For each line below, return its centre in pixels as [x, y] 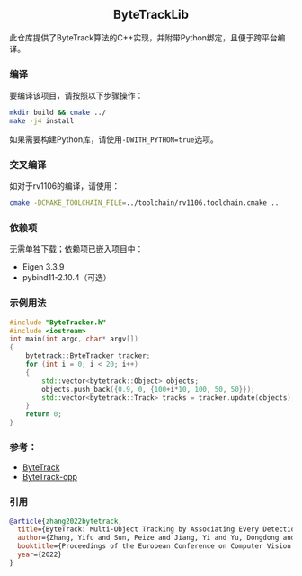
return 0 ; [44, 414]
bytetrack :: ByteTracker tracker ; [88, 356]
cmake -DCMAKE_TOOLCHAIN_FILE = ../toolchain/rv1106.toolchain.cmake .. [144, 203]
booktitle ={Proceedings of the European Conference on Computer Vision [155, 546]
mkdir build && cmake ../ [58, 113]
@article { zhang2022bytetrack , [66, 521]
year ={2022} [40, 555]
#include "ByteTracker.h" [58, 323]
